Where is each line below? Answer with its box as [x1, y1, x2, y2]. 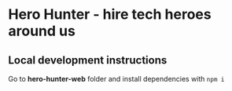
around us [8, 22, 76, 40]
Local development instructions [8, 53, 168, 67]
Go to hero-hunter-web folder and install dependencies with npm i [8, 75, 225, 83]
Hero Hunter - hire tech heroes [8, 5, 212, 24]
